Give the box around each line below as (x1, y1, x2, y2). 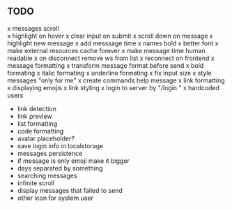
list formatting (17, 119, 58, 128)
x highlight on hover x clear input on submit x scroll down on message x (7, 31, 214, 40)
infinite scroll (17, 178, 54, 187)
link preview (17, 112, 52, 120)
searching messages (17, 171, 78, 180)
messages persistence (17, 149, 83, 157)
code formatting (17, 127, 64, 135)
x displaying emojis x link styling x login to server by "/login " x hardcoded (7, 83, 220, 92)
